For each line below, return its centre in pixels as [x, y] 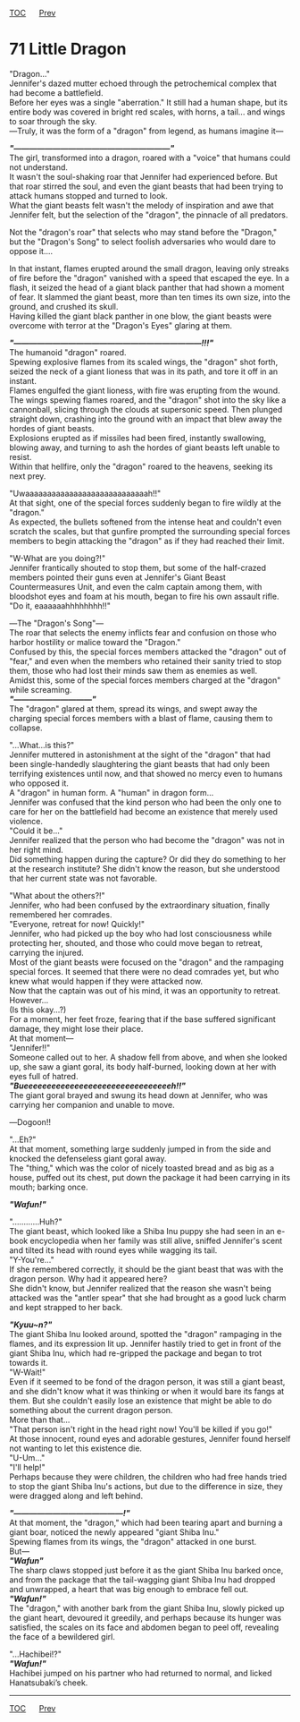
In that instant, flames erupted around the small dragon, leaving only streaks [150, 269]
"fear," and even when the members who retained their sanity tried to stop [146, 661]
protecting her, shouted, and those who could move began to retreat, [136, 942]
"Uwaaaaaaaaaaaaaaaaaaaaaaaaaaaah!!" [85, 493]
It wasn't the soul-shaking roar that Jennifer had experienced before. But [144, 176]
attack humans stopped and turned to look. [88, 195]
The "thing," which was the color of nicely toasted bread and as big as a [142, 1168]
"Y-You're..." [32, 1259]
